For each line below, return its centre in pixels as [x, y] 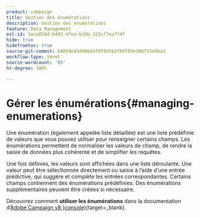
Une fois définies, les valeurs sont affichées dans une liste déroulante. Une [99, 164]
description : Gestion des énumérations [56, 23]
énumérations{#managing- [125, 103]
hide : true [20, 40]
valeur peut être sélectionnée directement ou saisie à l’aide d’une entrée [96, 170]
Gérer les [30, 103]
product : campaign [29, 12]
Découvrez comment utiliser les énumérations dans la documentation [94, 201]
